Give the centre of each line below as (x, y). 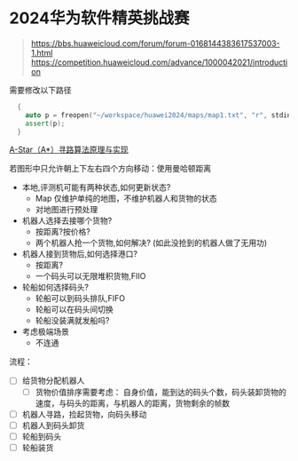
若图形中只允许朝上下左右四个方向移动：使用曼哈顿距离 (110, 169)
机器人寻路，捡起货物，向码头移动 (84, 414)
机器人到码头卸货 (53, 425)
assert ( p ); (45, 123)
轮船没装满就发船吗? (72, 321)
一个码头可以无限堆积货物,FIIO (90, 276)
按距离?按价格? (63, 232)
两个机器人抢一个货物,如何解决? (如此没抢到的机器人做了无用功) (151, 243)
